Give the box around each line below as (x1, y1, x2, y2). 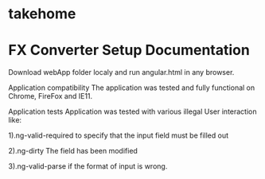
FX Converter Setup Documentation (8, 41, 251, 60)
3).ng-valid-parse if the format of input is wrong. (8, 161, 168, 171)
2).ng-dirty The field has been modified (8, 146, 138, 156)
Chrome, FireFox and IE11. (8, 91, 93, 101)
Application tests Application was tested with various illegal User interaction (8, 107, 257, 116)
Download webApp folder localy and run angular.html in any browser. (8, 68, 235, 77)
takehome (8, 5, 76, 23)
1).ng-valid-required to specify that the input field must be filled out (8, 130, 229, 140)
